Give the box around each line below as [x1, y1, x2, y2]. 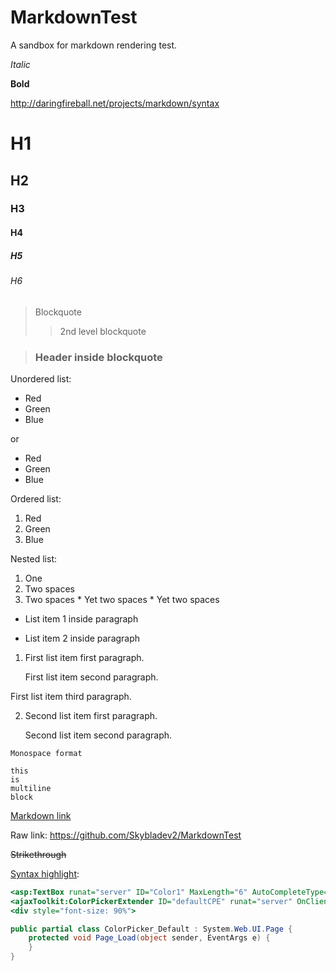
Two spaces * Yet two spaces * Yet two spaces [24, 593, 220, 605]
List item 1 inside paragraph [24, 612, 139, 625]
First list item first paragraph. [24, 651, 145, 663]
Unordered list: [10, 372, 72, 385]
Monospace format [10, 748, 83, 758]
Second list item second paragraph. [24, 729, 173, 741]
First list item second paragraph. [24, 671, 159, 683]
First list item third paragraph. [10, 690, 132, 702]
